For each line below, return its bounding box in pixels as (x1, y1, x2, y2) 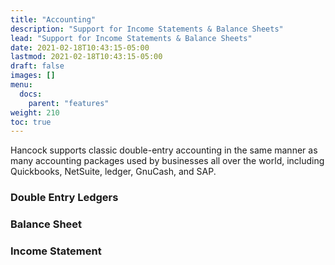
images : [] (10, 71, 56, 81)
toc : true (10, 117, 52, 127)
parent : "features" (28, 98, 110, 108)
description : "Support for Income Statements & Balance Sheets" (10, 24, 284, 34)
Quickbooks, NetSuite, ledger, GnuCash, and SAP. (10, 166, 217, 178)
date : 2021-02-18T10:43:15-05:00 (10, 42, 150, 53)
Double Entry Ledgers (10, 191, 119, 205)
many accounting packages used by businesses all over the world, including (10, 155, 325, 167)
